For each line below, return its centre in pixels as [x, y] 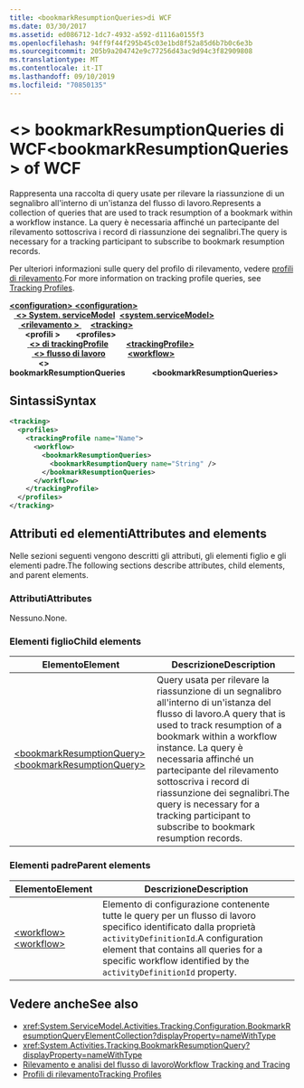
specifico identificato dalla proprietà [179, 926]
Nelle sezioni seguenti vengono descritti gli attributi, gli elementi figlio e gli [148, 555]
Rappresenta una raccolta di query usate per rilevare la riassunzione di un [147, 193]
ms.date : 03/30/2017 [48, 26]
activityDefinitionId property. [170, 971]
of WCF [52, 168]
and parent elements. [49, 574]
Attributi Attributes [51, 598]
